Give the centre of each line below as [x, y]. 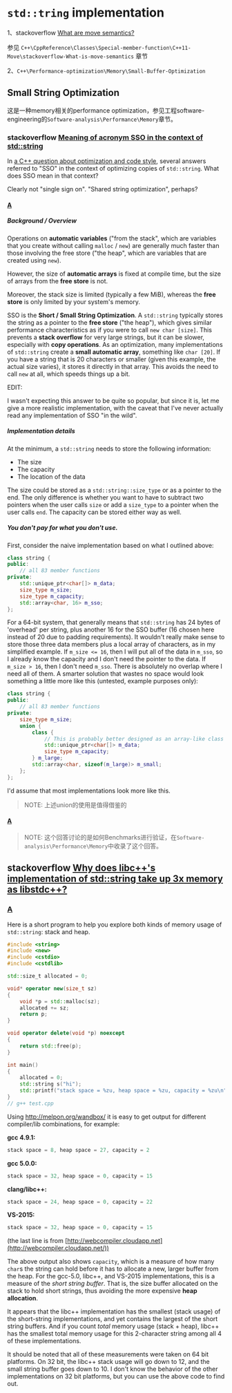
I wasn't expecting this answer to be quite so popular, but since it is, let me [113, 400]
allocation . [23, 1298]
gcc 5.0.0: [22, 1163]
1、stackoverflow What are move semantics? [71, 32]
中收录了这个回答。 [135, 846]
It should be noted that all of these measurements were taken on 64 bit [108, 1354]
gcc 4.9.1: [21, 1137]
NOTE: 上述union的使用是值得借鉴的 [75, 805]
